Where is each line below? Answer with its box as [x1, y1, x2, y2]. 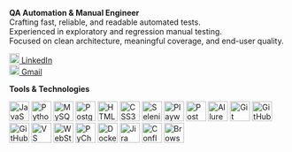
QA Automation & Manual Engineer [9, 8, 140, 18]
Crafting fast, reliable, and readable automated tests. [9, 17, 201, 27]
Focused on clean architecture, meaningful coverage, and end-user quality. [9, 35, 285, 46]
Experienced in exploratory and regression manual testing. [9, 27, 223, 36]
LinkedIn [20, 55, 53, 65]
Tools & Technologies [9, 84, 90, 94]
